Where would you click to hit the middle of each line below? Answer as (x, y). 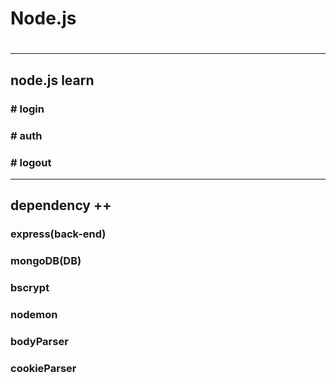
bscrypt (30, 288)
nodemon (34, 314)
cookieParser (43, 368)
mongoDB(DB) (46, 261)
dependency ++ (61, 205)
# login (27, 109)
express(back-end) (58, 234)
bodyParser (39, 341)
